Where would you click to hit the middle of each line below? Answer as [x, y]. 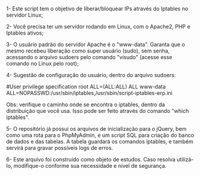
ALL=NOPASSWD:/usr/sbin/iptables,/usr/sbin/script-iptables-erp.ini [90, 93]
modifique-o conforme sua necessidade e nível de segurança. [90, 166]
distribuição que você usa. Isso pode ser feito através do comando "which [98, 111]
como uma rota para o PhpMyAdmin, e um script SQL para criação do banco [100, 135]
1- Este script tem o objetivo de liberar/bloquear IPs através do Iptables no [97, 9]
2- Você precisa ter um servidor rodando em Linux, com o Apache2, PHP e [98, 27]
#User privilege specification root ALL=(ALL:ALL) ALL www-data [86, 87]
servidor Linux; [25, 15]
